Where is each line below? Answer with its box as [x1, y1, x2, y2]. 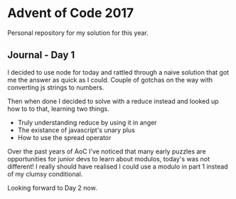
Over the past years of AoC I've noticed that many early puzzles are [7, 147, 206, 156]
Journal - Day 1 [7, 49, 75, 61]
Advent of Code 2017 [7, 5, 134, 21]
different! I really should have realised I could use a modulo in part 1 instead [7, 162, 229, 171]
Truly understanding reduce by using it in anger [17, 118, 158, 127]
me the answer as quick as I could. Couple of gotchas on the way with [7, 75, 213, 84]
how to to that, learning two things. [7, 104, 109, 113]
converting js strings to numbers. [7, 83, 104, 92]
